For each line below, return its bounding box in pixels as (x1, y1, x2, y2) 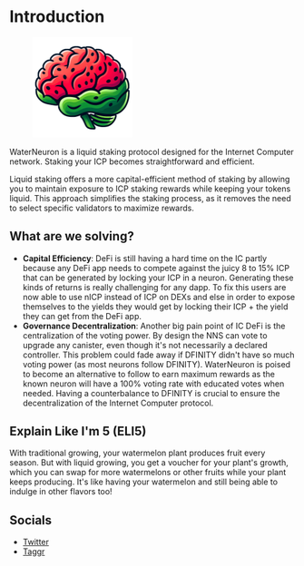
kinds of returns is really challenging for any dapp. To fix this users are (22, 281, 287, 292)
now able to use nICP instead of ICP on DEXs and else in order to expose (22, 291, 296, 302)
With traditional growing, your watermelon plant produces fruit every (9, 447, 266, 459)
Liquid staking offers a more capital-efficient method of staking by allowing (9, 173, 290, 184)
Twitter (22, 537, 50, 548)
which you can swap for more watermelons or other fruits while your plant (9, 467, 287, 478)
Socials (9, 512, 53, 528)
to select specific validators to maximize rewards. (9, 202, 195, 213)
